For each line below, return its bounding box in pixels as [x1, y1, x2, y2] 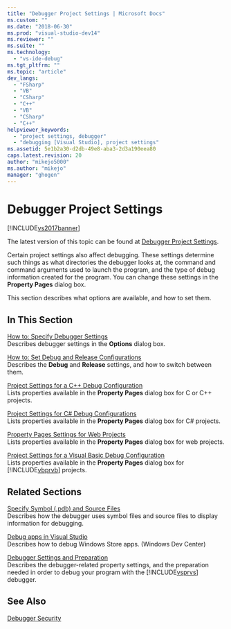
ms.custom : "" [7, 17, 48, 24]
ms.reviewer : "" [7, 36, 54, 43]
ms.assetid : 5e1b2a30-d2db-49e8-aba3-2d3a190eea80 [7, 146, 156, 153]
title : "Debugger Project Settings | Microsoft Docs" [7, 10, 166, 17]
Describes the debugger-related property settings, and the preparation [7, 561, 210, 569]
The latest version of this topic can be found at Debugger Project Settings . [7, 237, 219, 246]
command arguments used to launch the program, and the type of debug [7, 266, 216, 274]
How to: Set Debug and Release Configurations [7, 353, 142, 361]
